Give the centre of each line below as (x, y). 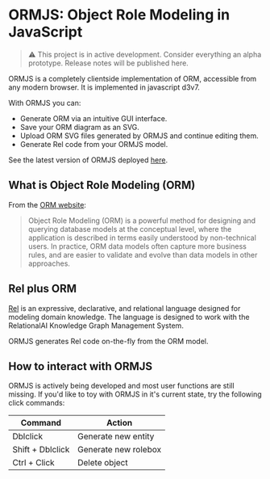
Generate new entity (116, 436)
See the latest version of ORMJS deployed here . (88, 160)
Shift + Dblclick (41, 450)
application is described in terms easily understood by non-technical (142, 237)
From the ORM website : (48, 204)
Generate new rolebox (120, 450)
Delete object (103, 463)
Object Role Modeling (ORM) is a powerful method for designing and (142, 221)
